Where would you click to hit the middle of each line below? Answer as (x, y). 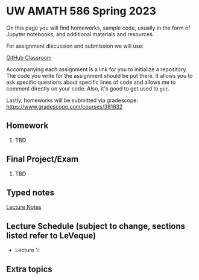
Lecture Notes (24, 207)
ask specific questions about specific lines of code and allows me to (91, 82)
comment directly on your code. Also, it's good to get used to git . (88, 88)
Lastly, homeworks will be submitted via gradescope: (72, 100)
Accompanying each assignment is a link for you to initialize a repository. (97, 69)
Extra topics (29, 269)
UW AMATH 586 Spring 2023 (81, 11)
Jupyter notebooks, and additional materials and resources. (80, 34)
